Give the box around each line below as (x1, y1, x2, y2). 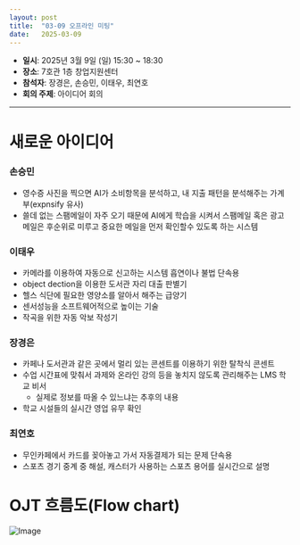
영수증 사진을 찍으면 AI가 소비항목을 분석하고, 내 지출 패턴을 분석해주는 (21, 187, 269, 198)
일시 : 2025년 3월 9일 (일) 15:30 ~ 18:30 (21, 55, 163, 66)
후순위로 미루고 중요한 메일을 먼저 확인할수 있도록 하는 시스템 (46, 220, 259, 232)
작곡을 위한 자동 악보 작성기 (21, 312, 119, 323)
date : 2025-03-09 (9, 29, 82, 38)
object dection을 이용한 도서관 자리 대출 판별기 (21, 278, 187, 290)
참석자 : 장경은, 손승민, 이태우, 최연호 (21, 78, 149, 88)
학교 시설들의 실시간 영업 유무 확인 (21, 403, 142, 414)
